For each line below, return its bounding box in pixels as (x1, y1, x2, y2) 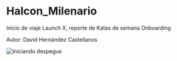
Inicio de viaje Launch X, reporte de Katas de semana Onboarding (6, 24, 172, 31)
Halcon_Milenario (6, 4, 97, 18)
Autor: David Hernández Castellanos (6, 36, 97, 43)
